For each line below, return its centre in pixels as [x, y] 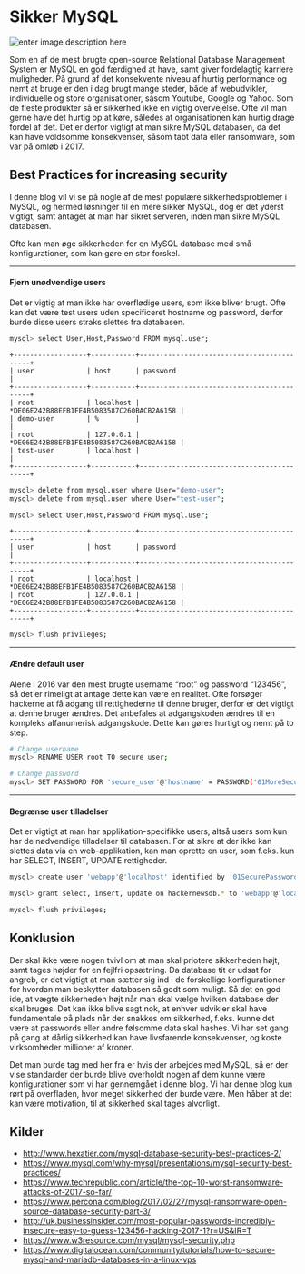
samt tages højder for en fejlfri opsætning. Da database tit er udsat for [141, 970]
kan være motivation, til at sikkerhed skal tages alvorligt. [115, 1103]
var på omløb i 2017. [47, 146]
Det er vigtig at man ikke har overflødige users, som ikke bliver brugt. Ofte [148, 303]
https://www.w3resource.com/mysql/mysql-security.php [129, 1240]
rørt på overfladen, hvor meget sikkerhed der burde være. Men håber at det [151, 1093]
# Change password [44, 774]
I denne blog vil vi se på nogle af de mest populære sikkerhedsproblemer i [148, 196]
